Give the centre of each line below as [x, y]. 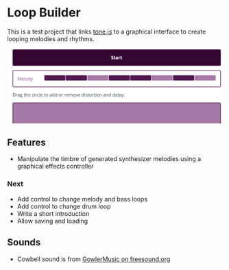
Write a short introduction [53, 213]
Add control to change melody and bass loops [82, 199]
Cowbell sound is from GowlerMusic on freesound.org [94, 259]
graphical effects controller [55, 167]
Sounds [24, 242]
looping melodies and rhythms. [51, 38]
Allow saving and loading [52, 221]
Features [26, 143]
